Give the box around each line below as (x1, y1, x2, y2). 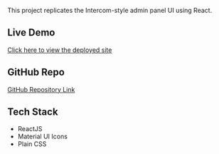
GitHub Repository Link (7, 85, 75, 93)
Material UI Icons (17, 132, 68, 141)
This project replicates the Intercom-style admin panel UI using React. (7, 6, 213, 14)
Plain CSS (17, 140, 47, 148)
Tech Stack (7, 106, 58, 118)
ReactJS (17, 125, 43, 133)
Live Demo (7, 26, 55, 38)
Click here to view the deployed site (7, 46, 112, 54)
